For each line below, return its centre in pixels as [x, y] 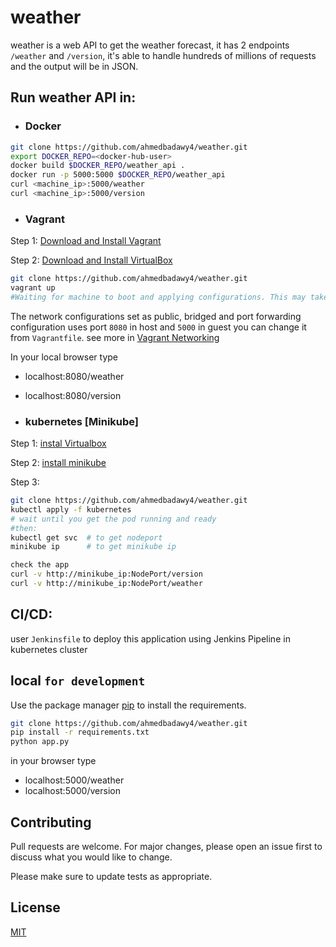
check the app [40, 565]
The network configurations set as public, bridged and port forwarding [156, 316]
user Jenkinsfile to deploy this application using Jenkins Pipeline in [150, 638]
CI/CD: [31, 614]
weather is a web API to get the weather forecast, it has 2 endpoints [150, 45]
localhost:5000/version [72, 791]
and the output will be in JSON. [74, 66]
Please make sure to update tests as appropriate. [111, 877]
